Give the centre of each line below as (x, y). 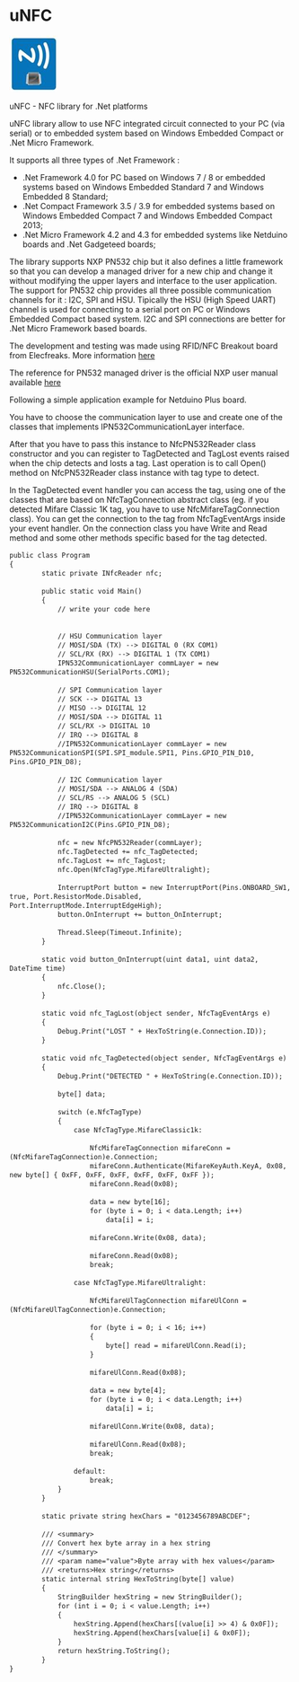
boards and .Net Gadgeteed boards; (89, 244)
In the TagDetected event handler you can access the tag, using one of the (147, 489)
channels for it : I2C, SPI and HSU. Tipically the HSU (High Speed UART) (143, 299)
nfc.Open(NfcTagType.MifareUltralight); (134, 869)
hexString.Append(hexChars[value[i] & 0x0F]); (162, 1633)
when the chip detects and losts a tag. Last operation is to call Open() (138, 462)
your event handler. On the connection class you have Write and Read (138, 528)
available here (35, 382)
